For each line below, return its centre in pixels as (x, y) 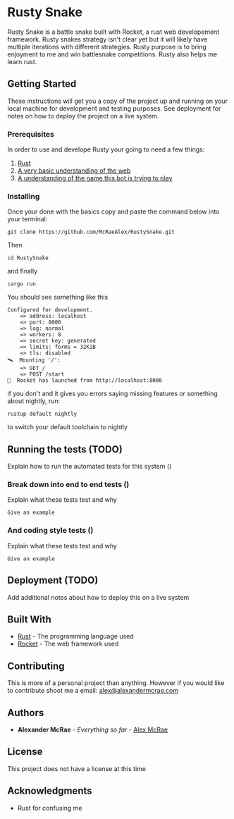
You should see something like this (58, 297)
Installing (24, 196)
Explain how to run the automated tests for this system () (90, 467)
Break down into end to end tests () (68, 485)
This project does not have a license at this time (77, 768)
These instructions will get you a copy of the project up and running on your (117, 101)
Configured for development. (50, 310)
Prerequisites (31, 134)
